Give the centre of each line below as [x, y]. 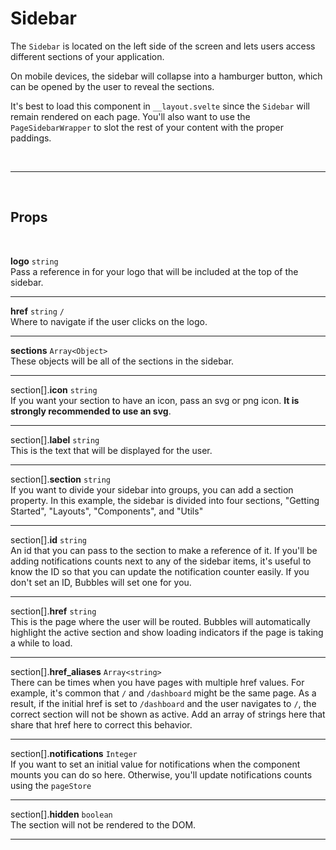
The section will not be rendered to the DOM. [103, 824]
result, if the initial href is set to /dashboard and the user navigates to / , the [163, 703]
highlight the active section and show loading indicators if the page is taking [167, 632]
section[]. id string [48, 539]
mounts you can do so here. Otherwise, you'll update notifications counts [161, 774]
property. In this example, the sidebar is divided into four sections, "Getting [165, 500]
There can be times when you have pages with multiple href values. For [157, 682]
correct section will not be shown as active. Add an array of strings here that [168, 714]
